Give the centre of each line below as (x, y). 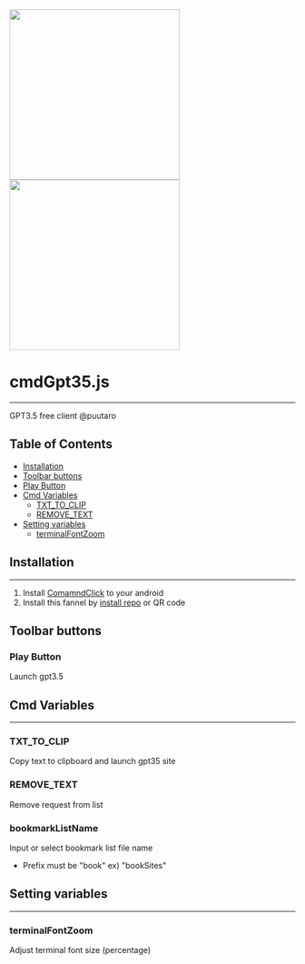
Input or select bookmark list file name (81, 848)
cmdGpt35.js (60, 382)
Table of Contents (61, 444)
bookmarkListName (54, 828)
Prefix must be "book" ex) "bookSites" (94, 865)
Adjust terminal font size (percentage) (80, 950)
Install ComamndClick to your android (93, 592)
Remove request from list (56, 804)
